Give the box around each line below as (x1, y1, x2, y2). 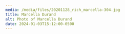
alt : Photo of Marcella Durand (5, 16, 72, 21)
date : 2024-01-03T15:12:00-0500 (5, 21, 74, 26)
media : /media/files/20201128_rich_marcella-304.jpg (5, 7, 120, 12)
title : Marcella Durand (5, 12, 56, 17)
